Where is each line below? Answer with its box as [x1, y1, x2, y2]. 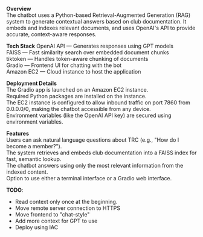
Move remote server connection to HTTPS [14, 204, 121, 212]
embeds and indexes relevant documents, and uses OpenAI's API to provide [6, 24, 196, 31]
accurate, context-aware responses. [6, 31, 97, 38]
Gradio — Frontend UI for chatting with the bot [6, 62, 122, 69]
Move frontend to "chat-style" [14, 211, 90, 218]
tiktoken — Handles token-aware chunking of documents [6, 55, 149, 62]
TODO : [6, 186, 24, 194]
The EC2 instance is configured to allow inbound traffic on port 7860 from [6, 99, 190, 106]
